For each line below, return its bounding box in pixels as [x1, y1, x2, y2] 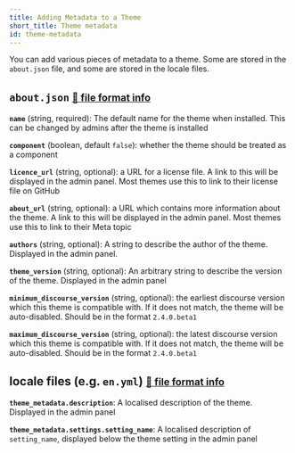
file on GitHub [9, 185, 61, 196]
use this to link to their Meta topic [9, 222, 132, 233]
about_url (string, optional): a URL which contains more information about [9, 202, 281, 214]
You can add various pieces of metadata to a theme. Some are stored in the [9, 54, 287, 65]
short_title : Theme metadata [9, 21, 118, 30]
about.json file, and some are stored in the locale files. [9, 63, 209, 74]
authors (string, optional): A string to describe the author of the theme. [9, 239, 268, 250]
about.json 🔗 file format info [9, 91, 152, 103]
